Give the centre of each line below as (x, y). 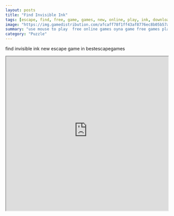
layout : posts (21, 10)
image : (12, 24)
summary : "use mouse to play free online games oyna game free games (83, 29)
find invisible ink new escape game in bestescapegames (65, 49)
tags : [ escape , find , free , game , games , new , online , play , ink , (78, 20)
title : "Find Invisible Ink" (37, 15)
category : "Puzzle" (26, 34)
